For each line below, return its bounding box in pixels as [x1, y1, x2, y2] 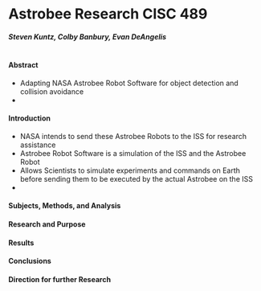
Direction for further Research [8, 274, 111, 284]
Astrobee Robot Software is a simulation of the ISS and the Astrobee [19, 148, 247, 158]
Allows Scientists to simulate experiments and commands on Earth [19, 166, 241, 175]
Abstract [8, 59, 39, 69]
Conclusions [8, 256, 52, 266]
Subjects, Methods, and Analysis [8, 201, 121, 211]
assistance [19, 140, 56, 150]
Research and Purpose [8, 219, 86, 229]
